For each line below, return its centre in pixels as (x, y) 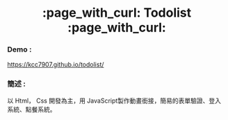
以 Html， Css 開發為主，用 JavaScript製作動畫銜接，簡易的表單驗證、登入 (114, 100)
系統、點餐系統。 (32, 109)
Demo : (19, 50)
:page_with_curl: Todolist (117, 13)
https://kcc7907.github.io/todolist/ (56, 65)
